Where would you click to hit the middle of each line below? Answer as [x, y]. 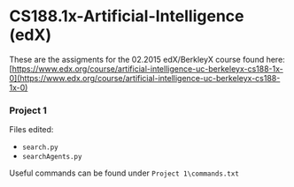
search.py [40, 147]
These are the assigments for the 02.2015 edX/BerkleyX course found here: [147, 59]
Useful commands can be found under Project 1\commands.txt [124, 173]
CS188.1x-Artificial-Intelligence [127, 16]
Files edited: [31, 130]
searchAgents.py [52, 157]
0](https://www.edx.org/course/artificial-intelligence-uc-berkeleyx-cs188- [145, 78]
